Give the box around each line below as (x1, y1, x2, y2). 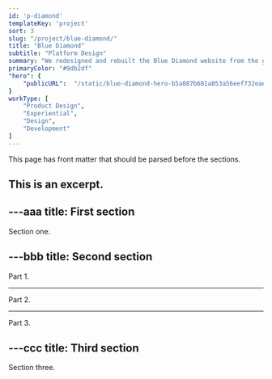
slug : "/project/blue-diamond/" (8, 34, 117, 43)
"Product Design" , (23, 102, 85, 110)
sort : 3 (8, 27, 35, 35)
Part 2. (8, 294, 31, 304)
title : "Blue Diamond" (8, 42, 85, 50)
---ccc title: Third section (8, 341, 139, 356)
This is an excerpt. (8, 178, 104, 192)
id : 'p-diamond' (8, 11, 63, 20)
